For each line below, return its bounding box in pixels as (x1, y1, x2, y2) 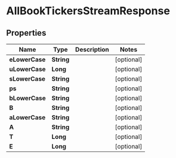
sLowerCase (9, 75, 46, 83)
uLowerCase (9, 65, 46, 73)
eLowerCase (9, 55, 46, 64)
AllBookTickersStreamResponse (6, 4, 170, 18)
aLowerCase (9, 113, 46, 121)
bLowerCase (9, 94, 46, 102)
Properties (6, 28, 47, 38)
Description (75, 46, 109, 53)
